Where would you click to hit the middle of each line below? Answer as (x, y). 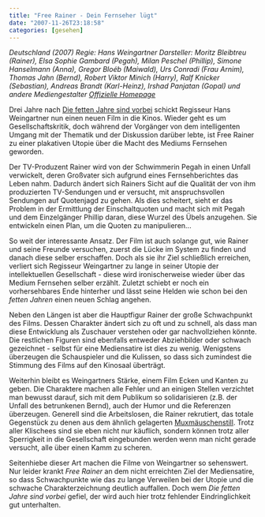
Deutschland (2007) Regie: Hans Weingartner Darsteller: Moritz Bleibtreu (128, 53)
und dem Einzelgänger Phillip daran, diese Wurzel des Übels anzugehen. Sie (133, 217)
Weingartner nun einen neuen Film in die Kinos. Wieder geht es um (118, 118)
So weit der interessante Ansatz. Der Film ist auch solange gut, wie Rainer (129, 241)
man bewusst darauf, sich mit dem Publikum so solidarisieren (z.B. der (123, 397)
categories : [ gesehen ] (46, 30)
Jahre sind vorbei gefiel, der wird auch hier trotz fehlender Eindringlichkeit (130, 496)
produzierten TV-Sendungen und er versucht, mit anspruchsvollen (117, 192)
